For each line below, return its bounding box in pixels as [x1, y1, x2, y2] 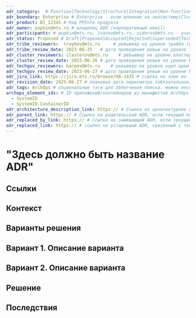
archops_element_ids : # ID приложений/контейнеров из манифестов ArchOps [6, 90, 190, 96]
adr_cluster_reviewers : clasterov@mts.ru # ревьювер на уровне [6, 52, 171, 58]
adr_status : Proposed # [6, 36, 64, 42]
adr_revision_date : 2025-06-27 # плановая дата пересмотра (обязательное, [6, 79, 192, 85]
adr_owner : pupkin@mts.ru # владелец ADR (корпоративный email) [6, 25, 166, 31]
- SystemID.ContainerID [11, 101, 69, 107]
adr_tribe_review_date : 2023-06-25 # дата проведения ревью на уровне [6, 47, 187, 53]
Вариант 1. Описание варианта [6, 243, 124, 253]
